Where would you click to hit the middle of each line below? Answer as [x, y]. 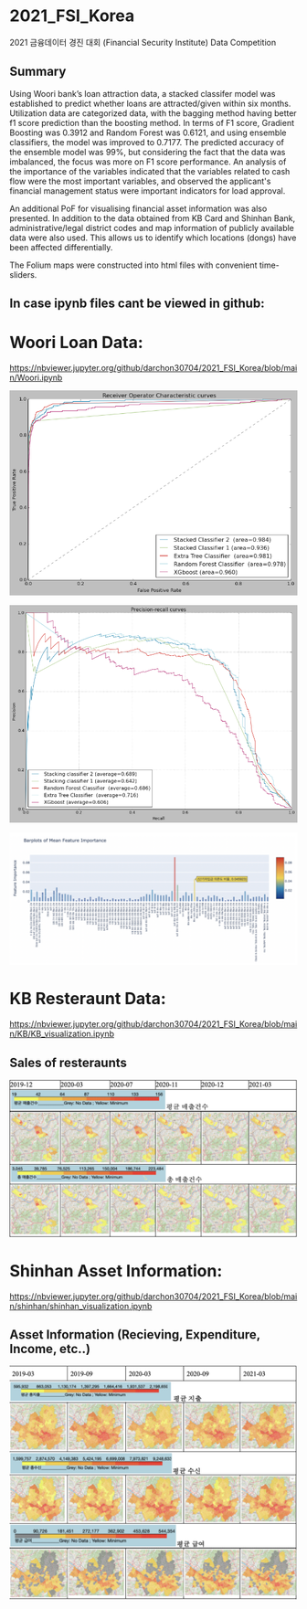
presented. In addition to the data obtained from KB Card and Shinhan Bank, [152, 218]
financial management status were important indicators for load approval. [148, 191]
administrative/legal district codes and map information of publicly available [152, 228]
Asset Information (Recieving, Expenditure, [135, 1334]
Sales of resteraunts [69, 1062]
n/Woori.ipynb [36, 378]
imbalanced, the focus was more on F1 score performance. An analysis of [148, 162]
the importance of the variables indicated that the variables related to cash [150, 171]
